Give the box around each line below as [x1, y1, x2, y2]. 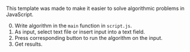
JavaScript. [6, 11, 34, 18]
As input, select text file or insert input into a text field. [14, 28, 145, 35]
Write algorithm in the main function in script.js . [14, 23, 133, 29]
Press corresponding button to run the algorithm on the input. [14, 35, 163, 41]
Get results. [14, 40, 43, 47]
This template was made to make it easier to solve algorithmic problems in [6, 5, 185, 12]
